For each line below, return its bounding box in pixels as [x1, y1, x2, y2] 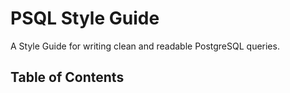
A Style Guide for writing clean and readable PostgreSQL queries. [10, 40, 280, 52]
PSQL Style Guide [10, 7, 160, 30]
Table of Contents [10, 69, 125, 86]
